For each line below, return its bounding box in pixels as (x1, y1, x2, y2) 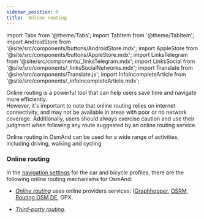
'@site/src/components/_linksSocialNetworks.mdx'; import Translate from (6, 64, 193, 71)
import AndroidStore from (6, 38, 72, 45)
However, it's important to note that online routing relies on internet (6, 102, 176, 109)
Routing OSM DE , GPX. (15, 193, 74, 201)
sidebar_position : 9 (6, 9, 59, 15)
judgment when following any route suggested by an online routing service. (6, 121, 197, 128)
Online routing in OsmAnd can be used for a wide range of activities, (6, 133, 179, 141)
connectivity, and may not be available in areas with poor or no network (6, 108, 187, 116)
